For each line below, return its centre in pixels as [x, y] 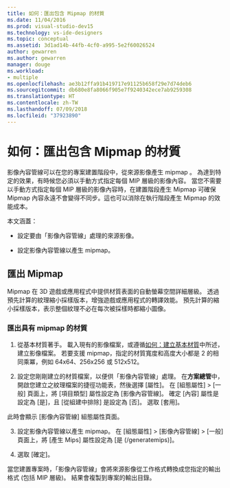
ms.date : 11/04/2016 [37, 20]
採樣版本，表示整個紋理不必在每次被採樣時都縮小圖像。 [91, 309]
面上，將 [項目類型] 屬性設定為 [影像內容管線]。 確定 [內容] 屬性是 [126, 393]
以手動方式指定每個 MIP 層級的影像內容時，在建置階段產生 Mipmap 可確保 [112, 189]
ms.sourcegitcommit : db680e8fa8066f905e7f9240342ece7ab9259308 [100, 90]
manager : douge [29, 65]
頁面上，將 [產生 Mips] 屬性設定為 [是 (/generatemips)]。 [97, 439]
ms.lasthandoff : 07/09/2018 [47, 109]
